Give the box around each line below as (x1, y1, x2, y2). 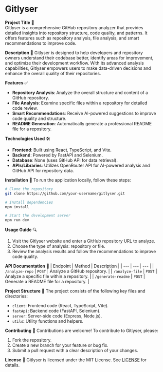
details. (5, 362, 20, 368)
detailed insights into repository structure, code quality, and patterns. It (5, 30, 147, 36)
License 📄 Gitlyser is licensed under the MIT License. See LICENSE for (5, 357, 147, 363)
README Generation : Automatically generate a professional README (12, 120, 152, 126)
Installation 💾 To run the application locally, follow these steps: (5, 177, 131, 183)
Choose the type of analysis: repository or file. (12, 243, 106, 249)
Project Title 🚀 (5, 20, 35, 25)
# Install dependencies (5, 200, 54, 205)
